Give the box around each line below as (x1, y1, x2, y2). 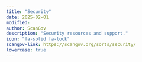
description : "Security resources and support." (6, 31, 128, 37)
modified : (6, 19, 31, 25)
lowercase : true (6, 47, 46, 53)
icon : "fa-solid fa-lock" (6, 36, 70, 42)
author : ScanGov (6, 25, 46, 31)
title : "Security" (6, 8, 51, 15)
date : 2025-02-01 (6, 14, 49, 20)
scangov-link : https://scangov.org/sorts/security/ (6, 42, 136, 48)
